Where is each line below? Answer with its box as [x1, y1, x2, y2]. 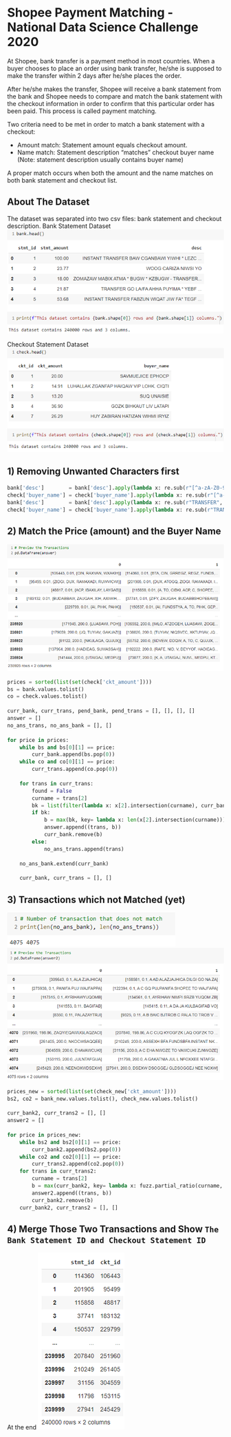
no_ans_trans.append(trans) [43, 845, 125, 852]
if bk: [32, 809, 51, 816]
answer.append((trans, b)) [43, 824, 122, 831]
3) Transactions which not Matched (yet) [7, 893, 186, 905]
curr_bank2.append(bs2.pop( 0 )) [32, 1146, 122, 1153]
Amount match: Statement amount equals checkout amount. [16, 141, 188, 149]
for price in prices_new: [7, 1131, 81, 1138]
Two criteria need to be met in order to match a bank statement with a [7, 120, 205, 128]
